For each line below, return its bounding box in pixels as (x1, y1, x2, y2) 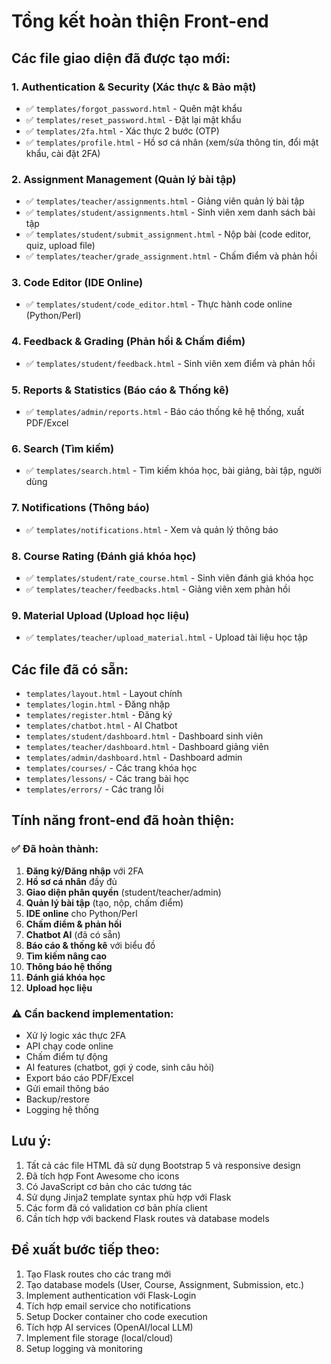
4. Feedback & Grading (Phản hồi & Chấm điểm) (11, 335, 246, 349)
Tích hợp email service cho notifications (25, 1300, 191, 1312)
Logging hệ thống (25, 1104, 99, 1116)
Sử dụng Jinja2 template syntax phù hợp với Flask (25, 1191, 232, 1203)
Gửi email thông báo (25, 1083, 110, 1095)
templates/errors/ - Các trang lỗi (25, 783, 164, 795)
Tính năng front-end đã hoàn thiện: (11, 812, 235, 829)
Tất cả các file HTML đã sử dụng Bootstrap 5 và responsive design (25, 1159, 301, 1171)
